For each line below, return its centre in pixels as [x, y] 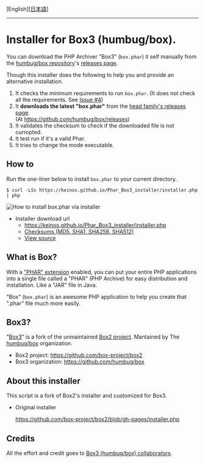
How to [20, 164]
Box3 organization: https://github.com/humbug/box [80, 362]
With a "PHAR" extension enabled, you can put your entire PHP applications [102, 272]
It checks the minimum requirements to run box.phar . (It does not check [105, 93]
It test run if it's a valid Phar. [50, 138]
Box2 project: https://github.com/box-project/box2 [79, 355]
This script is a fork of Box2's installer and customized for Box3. [87, 396]
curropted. [28, 132]
